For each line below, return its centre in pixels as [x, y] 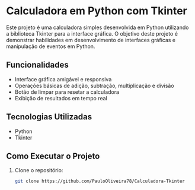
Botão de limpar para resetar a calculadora [67, 92]
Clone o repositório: [39, 170]
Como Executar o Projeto [53, 156]
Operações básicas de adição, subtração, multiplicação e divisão [94, 85]
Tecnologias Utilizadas [49, 117]
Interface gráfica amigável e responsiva [63, 79]
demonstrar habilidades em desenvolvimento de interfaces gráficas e [91, 40]
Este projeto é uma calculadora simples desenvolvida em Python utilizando [97, 27]
